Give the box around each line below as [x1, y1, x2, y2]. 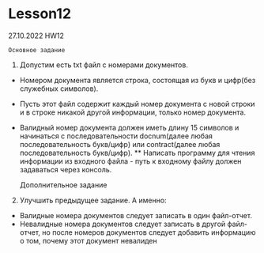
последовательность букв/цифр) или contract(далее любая [19, 139, 221, 149]
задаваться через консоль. [19, 164, 112, 174]
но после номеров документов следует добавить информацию [42, 227, 256, 237]
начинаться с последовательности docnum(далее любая [19, 131, 213, 141]
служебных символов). [19, 84, 99, 93]
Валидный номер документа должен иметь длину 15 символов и [19, 123, 239, 132]
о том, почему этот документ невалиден [19, 236, 157, 245]
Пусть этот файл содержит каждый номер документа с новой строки [19, 99, 255, 108]
